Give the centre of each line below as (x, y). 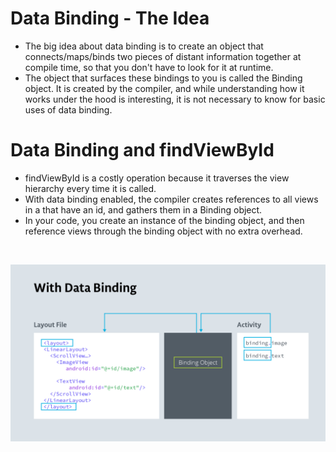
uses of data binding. (68, 109)
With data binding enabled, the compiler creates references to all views (171, 199)
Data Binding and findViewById (142, 150)
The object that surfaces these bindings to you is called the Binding (163, 78)
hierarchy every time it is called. (90, 188)
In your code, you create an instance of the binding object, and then (164, 220)
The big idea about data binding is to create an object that (144, 46)
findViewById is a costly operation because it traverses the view (157, 178)
